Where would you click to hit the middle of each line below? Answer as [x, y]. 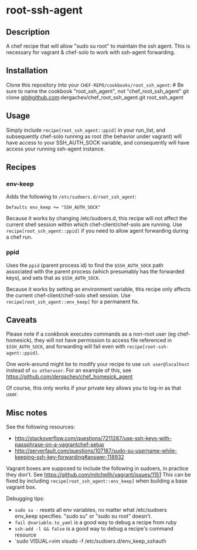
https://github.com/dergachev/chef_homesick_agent [69, 377]
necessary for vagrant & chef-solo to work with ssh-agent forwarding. [91, 52]
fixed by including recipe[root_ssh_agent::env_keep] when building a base [97, 481]
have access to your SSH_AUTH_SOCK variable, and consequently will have [98, 142]
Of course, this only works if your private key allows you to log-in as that [94, 388]
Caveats [21, 320]
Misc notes [27, 413]
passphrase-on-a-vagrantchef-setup [59, 445]
